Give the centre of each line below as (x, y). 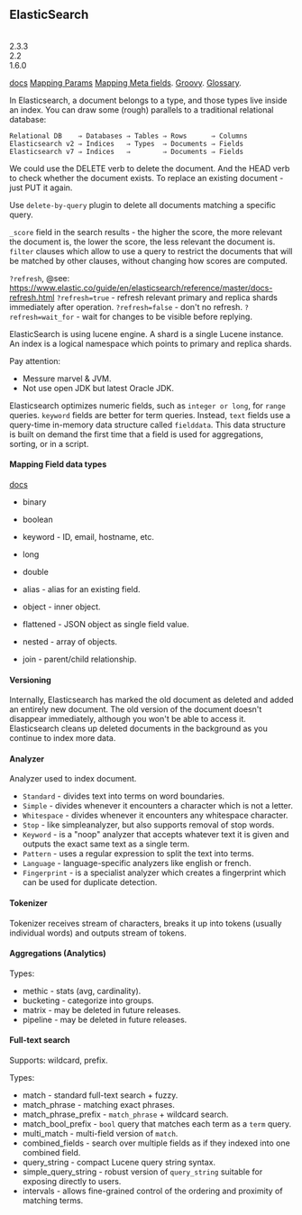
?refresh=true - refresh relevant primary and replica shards (167, 297)
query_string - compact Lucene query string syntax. (119, 1163)
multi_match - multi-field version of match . (100, 1134)
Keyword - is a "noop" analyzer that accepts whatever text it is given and (156, 835)
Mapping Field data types (58, 464)
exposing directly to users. (72, 1182)
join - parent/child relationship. (79, 659)
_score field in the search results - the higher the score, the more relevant (146, 232)
